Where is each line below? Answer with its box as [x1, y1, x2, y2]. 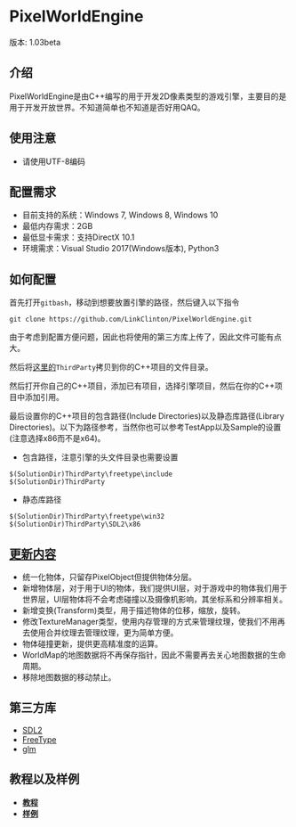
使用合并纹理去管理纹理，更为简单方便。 [29, 627, 179, 638]
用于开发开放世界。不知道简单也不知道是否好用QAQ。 [9, 102, 206, 112]
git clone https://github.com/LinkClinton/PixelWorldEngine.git [9, 315, 252, 324]
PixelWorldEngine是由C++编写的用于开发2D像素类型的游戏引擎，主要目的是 [9, 91, 287, 102]
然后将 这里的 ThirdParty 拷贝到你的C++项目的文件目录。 [9, 362, 213, 373]
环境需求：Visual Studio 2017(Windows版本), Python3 [21, 243, 220, 254]
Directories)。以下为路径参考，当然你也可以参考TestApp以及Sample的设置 [9, 422, 282, 433]
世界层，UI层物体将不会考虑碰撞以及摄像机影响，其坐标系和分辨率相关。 [21, 594, 287, 604]
